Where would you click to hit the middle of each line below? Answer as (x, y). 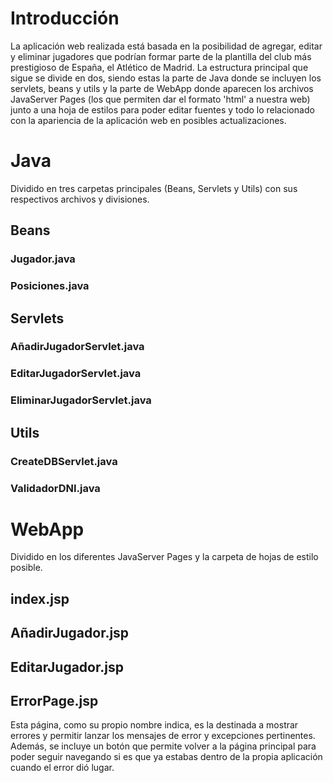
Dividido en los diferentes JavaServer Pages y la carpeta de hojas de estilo (164, 557)
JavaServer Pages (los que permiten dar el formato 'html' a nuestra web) (160, 99)
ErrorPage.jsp (54, 701)
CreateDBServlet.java (64, 461)
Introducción (65, 18)
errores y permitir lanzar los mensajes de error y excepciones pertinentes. (163, 736)
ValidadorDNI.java (55, 488)
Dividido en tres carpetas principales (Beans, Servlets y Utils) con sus (154, 188)
